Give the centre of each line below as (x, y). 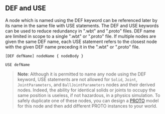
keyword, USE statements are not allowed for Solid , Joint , (77, 79)
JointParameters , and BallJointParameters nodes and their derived (86, 84)
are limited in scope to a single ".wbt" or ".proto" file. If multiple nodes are (81, 36)
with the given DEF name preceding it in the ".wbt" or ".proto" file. (73, 46)
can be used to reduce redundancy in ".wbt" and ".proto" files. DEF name (80, 31)
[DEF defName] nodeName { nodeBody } (44, 56)
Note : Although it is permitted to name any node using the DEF (82, 74)
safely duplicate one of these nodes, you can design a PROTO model (88, 100)
